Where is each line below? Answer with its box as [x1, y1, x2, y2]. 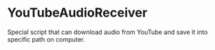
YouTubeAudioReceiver [7, 5, 148, 21]
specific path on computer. [7, 35, 86, 43]
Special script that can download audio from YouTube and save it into [7, 28, 209, 36]
